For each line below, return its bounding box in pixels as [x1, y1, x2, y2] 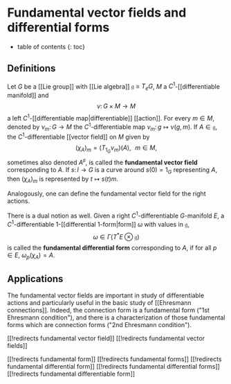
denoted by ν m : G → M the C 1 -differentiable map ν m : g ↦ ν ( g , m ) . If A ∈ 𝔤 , [7, 121, 218, 132]
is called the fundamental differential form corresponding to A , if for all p [7, 244, 217, 252]
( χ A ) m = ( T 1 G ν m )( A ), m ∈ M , [75, 143, 158, 155]
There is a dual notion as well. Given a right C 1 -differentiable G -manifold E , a [7, 210, 225, 220]
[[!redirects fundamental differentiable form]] [7, 369, 136, 378]
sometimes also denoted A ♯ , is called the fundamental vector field [7, 157, 198, 166]
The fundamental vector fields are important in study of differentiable [7, 291, 205, 299]
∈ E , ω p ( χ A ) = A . [7, 251, 55, 261]
